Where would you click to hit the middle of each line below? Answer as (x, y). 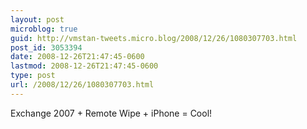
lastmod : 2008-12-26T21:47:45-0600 (84, 66)
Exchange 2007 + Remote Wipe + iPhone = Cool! (111, 113)
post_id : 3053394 (46, 47)
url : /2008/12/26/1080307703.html (82, 85)
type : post (33, 76)
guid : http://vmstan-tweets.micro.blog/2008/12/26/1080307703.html (154, 38)
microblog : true (44, 29)
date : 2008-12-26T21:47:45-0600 (77, 57)
